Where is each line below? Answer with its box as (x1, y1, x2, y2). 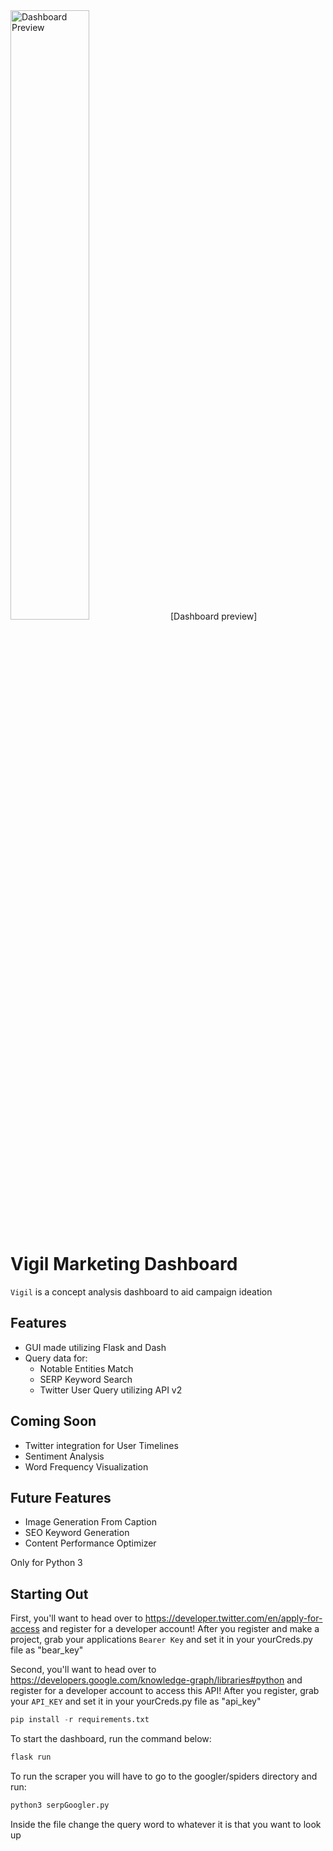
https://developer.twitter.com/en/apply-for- (144, 1612, 323, 1624)
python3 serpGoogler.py (10, 1800, 110, 1810)
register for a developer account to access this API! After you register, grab (10, 1685, 320, 1697)
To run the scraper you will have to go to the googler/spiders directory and (10, 1770, 318, 1782)
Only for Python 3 (10, 1557, 83, 1569)
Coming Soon (10, 1413, 97, 1430)
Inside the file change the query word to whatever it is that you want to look (10, 1818, 322, 1830)
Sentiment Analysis (24, 1450, 105, 1462)
